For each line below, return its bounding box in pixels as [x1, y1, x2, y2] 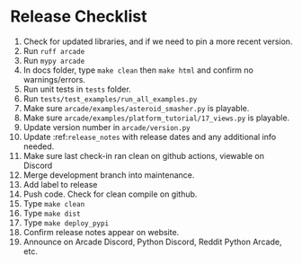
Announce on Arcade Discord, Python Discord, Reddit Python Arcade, [22, 236, 282, 247]
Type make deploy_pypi [22, 217, 110, 228]
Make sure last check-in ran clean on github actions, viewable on [22, 150, 264, 161]
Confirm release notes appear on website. [22, 226, 180, 237]
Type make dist [22, 207, 81, 218]
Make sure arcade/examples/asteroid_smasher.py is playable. [22, 102, 250, 113]
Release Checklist [10, 6, 147, 27]
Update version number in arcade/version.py [22, 121, 191, 132]
